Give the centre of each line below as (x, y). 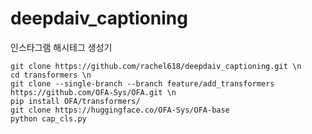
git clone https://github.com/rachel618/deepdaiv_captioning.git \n (156, 66)
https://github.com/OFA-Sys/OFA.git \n (93, 92)
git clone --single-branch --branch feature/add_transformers (142, 83)
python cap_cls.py (48, 118)
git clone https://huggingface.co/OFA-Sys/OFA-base (120, 110)
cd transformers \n (51, 75)
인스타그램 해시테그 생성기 (61, 47)
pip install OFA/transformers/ (75, 101)
